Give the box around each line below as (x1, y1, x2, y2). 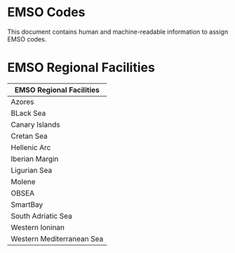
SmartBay (11, 200, 43, 209)
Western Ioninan (11, 222, 65, 232)
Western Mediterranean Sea (11, 233, 104, 243)
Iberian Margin (11, 154, 59, 164)
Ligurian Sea (11, 165, 53, 175)
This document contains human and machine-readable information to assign (7, 27, 229, 36)
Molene (11, 176, 36, 186)
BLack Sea (11, 108, 46, 118)
